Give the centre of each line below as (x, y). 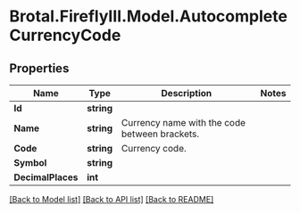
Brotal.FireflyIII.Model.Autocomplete (149, 16)
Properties (39, 68)
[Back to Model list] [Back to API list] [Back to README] (112, 199)
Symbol (30, 163)
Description (187, 93)
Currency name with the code (183, 123)
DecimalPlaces (46, 177)
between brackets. (160, 134)
